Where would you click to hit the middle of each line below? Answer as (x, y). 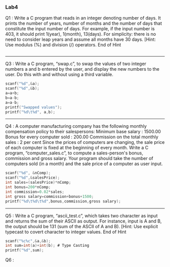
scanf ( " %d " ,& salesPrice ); (32, 178)
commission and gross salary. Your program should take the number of (79, 158)
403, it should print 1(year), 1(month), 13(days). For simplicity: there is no (81, 34)
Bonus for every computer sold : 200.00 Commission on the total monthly (82, 137)
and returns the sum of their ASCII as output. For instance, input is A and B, (83, 221)
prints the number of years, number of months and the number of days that (84, 23)
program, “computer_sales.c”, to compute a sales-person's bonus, (74, 153)
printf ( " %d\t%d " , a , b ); (30, 112)
